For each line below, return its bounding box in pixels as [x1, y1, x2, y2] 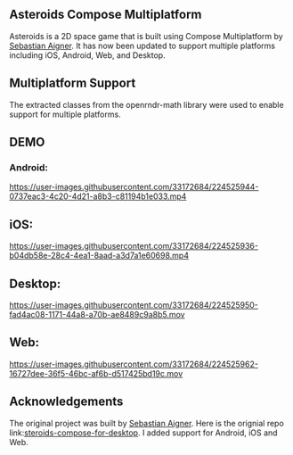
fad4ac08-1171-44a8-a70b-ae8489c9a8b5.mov [9, 309, 185, 319]
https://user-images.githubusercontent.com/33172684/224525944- [9, 182, 259, 193]
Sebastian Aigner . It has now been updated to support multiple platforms [9, 40, 276, 51]
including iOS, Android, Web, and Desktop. [9, 49, 167, 61]
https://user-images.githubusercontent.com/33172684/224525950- [9, 299, 258, 310]
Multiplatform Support [9, 76, 136, 91]
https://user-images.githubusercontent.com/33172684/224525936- [9, 241, 258, 252]
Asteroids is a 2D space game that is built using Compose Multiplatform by [9, 30, 283, 41]
